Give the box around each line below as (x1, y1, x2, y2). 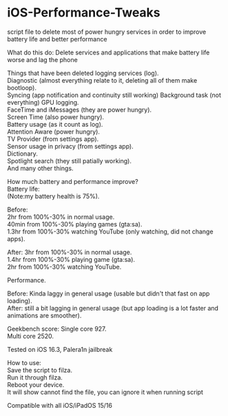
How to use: (7, 358, 41, 366)
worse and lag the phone (7, 55, 78, 63)
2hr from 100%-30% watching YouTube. (7, 262, 122, 271)
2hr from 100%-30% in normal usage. (7, 212, 115, 221)
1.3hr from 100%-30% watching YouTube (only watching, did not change (7, 227, 214, 236)
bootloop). (7, 83, 37, 92)
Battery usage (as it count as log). (7, 120, 103, 128)
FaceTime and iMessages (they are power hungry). (7, 105, 152, 114)
